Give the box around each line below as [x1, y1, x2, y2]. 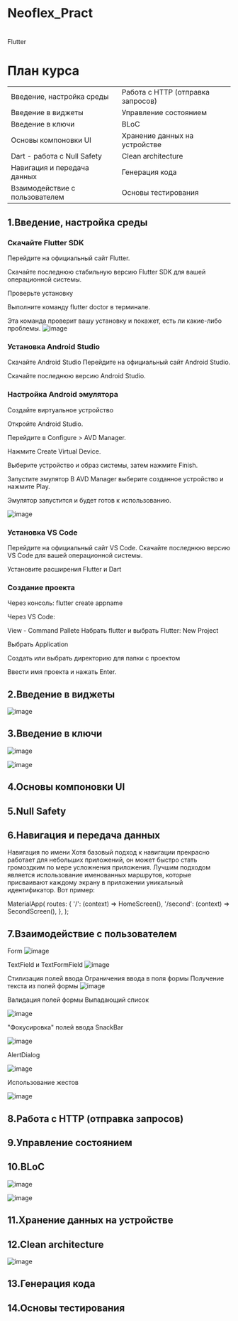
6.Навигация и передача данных [7, 829, 161, 841]
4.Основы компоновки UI [7, 781, 125, 793]
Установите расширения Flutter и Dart [7, 565, 122, 573]
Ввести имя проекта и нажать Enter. [7, 668, 117, 676]
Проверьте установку [7, 289, 73, 297]
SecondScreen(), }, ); [7, 907, 69, 916]
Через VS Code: [7, 613, 55, 621]
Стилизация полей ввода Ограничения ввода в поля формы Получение [7, 974, 225, 983]
